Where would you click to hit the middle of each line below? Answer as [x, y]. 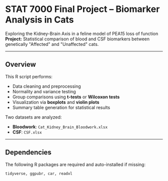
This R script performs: [29, 76]
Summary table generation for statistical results [61, 107]
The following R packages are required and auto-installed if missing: [75, 164]
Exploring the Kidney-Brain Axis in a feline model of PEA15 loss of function [82, 33]
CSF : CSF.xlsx [27, 132]
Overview [21, 65]
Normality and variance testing [44, 91]
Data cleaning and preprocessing [46, 86]
